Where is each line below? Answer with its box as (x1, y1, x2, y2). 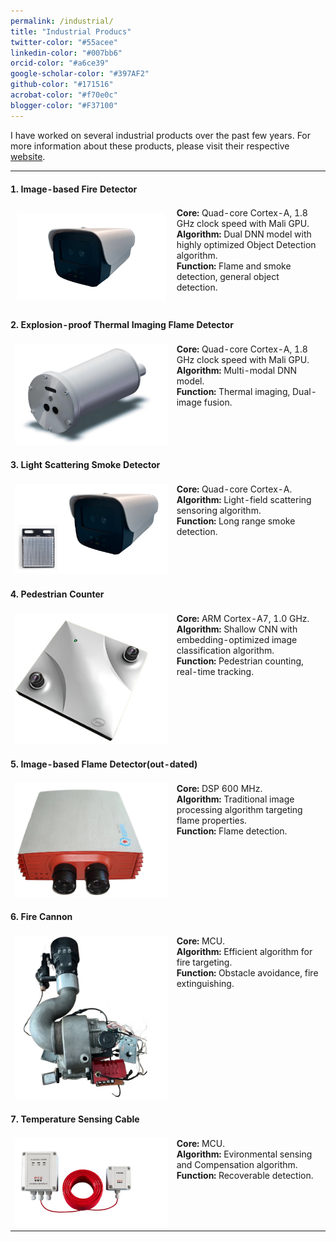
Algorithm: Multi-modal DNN (176, 365, 298, 377)
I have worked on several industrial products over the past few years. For (10, 129, 312, 141)
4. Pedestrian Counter (10, 588, 105, 600)
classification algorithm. (176, 644, 275, 656)
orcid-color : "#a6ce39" (10, 58, 110, 69)
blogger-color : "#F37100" (10, 100, 118, 110)
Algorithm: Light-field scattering (176, 493, 312, 505)
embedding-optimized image (176, 633, 298, 645)
